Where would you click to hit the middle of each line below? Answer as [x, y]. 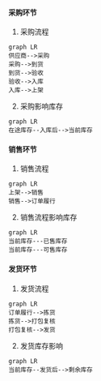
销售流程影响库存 [48, 217]
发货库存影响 [41, 345]
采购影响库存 [41, 106]
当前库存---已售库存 [38, 242]
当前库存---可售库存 [38, 250]
